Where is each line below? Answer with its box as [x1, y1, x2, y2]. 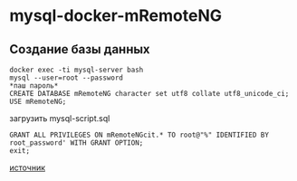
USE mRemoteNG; [9, 97, 67, 106]
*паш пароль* [9, 81, 59, 90]
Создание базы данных [9, 42, 151, 57]
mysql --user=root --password [9, 73, 124, 82]
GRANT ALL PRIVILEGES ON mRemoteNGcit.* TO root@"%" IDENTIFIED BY [9, 130, 270, 139]
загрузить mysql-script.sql [9, 113, 110, 123]
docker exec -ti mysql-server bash [9, 65, 144, 74]
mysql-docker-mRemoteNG [9, 5, 223, 26]
